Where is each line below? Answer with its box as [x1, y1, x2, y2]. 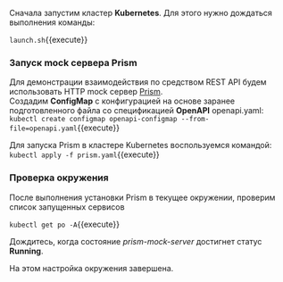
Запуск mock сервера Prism [9, 56, 137, 69]
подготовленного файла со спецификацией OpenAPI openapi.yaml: [9, 105, 264, 116]
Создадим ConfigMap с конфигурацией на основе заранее [9, 95, 235, 106]
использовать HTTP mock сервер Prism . [9, 87, 163, 97]
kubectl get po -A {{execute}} [9, 219, 121, 229]
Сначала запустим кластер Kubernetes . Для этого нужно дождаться [9, 8, 272, 18]
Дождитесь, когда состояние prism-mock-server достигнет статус [9, 236, 262, 246]
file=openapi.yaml [9, 124, 78, 133]
